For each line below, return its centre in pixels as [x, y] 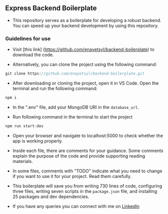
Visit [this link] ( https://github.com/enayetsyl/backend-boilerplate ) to [83, 49]
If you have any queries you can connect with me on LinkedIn [76, 206]
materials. [23, 161]
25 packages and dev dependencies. [51, 196]
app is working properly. [38, 141]
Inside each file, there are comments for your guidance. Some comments [88, 150]
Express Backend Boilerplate [51, 8]
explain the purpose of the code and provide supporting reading [79, 156]
